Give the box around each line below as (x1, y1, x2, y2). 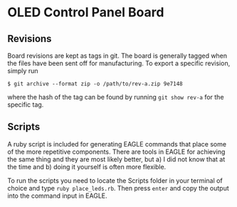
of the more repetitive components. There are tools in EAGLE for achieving (7, 147, 226, 156)
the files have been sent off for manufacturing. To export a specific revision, (7, 59, 231, 68)
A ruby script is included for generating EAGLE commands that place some (7, 139, 226, 148)
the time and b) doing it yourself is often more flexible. (7, 162, 167, 171)
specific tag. (7, 100, 44, 109)
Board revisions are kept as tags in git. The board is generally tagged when (7, 51, 228, 60)
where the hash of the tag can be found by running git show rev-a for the (7, 93, 224, 101)
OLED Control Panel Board (7, 4, 164, 21)
